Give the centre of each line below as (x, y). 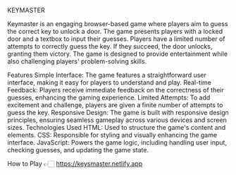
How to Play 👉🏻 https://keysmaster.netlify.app (75, 164)
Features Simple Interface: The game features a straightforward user (107, 75)
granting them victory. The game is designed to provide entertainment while (117, 54)
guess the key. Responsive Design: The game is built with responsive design (118, 113)
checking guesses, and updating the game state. (78, 150)
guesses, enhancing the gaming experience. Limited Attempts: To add (109, 97)
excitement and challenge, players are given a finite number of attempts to (115, 105)
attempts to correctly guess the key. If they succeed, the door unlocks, (110, 46)
